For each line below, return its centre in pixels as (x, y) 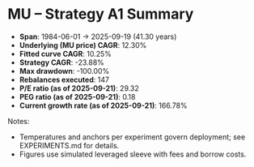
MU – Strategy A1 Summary (101, 14)
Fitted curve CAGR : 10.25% (66, 54)
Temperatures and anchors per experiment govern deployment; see (132, 137)
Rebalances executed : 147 (64, 79)
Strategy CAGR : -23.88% (61, 62)
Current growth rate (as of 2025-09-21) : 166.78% (103, 105)
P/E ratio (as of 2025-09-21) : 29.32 (79, 88)
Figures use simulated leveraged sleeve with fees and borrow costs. (133, 154)
